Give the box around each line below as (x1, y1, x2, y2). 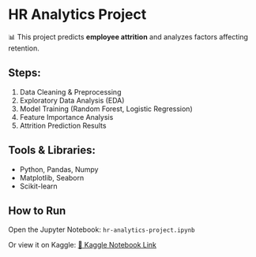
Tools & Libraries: (8, 143, 96, 157)
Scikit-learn (19, 181, 58, 191)
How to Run (8, 203, 66, 218)
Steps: (8, 66, 41, 80)
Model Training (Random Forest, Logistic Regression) (19, 104, 193, 114)
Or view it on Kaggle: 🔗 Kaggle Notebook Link (8, 240, 156, 250)
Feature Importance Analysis (19, 112, 114, 121)
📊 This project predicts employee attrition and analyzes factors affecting (8, 32, 249, 41)
